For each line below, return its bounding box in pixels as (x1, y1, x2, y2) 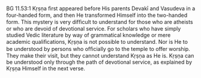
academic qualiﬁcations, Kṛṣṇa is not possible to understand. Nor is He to (6, 38, 188, 45)
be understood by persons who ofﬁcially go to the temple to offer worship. (6, 46, 190, 52)
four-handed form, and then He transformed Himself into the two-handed (6, 11, 188, 19)
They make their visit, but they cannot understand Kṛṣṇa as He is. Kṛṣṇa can (6, 52, 194, 59)
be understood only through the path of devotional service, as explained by (6, 59, 193, 65)
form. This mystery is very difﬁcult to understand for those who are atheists (6, 19, 193, 25)
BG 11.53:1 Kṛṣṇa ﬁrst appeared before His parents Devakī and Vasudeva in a (6, 5, 196, 12)
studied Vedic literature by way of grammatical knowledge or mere (6, 32, 171, 38)
